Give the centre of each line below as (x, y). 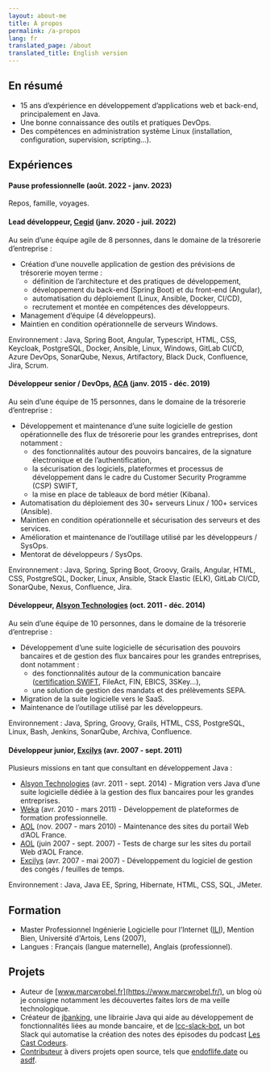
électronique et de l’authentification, (92, 459)
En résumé (35, 86)
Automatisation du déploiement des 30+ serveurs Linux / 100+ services (139, 503)
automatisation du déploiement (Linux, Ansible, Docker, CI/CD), (137, 298)
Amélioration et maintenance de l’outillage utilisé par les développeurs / (139, 537)
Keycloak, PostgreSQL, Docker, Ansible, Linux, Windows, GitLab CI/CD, (126, 348)
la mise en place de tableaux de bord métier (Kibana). (121, 494)
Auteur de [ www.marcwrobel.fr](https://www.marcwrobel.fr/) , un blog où (141, 991)
